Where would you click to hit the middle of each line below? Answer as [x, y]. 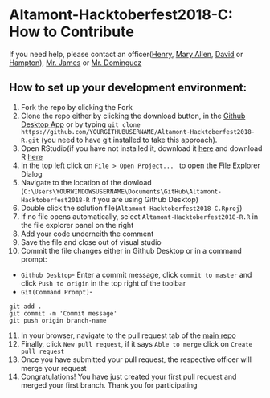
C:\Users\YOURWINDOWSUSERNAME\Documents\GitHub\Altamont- [123, 191]
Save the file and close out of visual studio [91, 242]
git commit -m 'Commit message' [63, 313]
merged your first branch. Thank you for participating [109, 385]
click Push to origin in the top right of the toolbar [103, 283]
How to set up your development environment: [128, 88]
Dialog [31, 173]
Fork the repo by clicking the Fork [77, 107]
